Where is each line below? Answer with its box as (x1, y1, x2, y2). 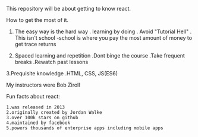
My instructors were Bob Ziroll (6, 81, 80, 88)
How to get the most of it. (6, 17, 69, 23)
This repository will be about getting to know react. (6, 5, 131, 12)
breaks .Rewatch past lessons (14, 59, 89, 65)
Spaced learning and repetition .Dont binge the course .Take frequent (14, 52, 186, 59)
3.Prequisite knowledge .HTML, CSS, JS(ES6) (6, 70, 118, 77)
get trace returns (14, 41, 56, 47)
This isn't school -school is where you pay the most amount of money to (14, 34, 192, 41)
